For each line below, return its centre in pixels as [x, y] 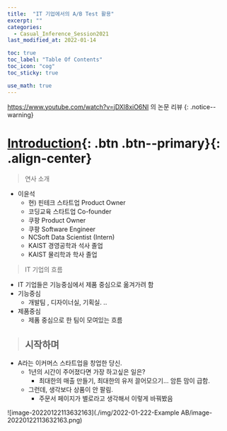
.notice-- [203, 106]
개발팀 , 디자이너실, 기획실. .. [68, 303]
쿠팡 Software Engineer [62, 229]
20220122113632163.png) [45, 420]
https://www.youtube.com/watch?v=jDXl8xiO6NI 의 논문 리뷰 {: [98, 106]
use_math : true [30, 86]
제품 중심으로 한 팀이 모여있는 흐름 [75, 320]
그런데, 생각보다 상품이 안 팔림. [70, 390]
